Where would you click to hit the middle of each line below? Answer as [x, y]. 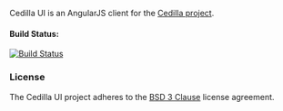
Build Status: [34, 33]
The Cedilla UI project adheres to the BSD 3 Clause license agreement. [142, 97]
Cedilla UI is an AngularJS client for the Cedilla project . [112, 13]
